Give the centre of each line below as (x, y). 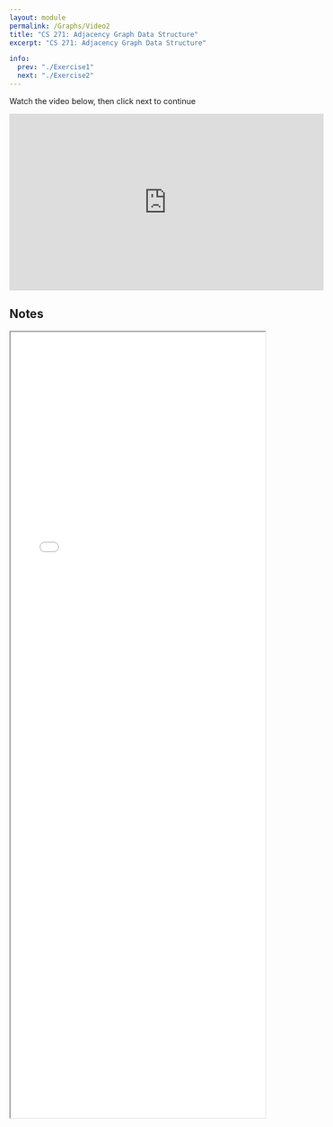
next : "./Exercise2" (56, 76)
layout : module (38, 18)
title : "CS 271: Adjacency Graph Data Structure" (104, 34)
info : (19, 59)
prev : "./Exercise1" (56, 67)
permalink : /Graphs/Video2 (60, 26)
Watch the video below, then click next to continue (102, 101)
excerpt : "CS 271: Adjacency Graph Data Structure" (108, 43)
